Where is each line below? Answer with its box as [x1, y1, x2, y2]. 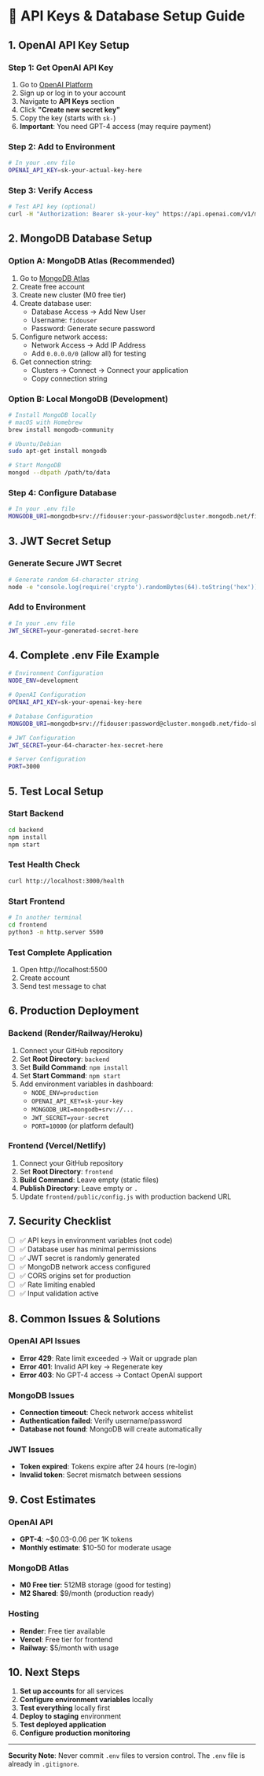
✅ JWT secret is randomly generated [19, 1253, 140, 1262]
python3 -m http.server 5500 [8, 928, 104, 936]
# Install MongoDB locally [8, 411, 97, 419]
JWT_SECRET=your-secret [31, 1114, 110, 1122]
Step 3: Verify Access [8, 185, 93, 196]
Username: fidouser [31, 315, 97, 325]
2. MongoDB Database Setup [8, 232, 152, 245]
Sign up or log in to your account [19, 88, 126, 98]
